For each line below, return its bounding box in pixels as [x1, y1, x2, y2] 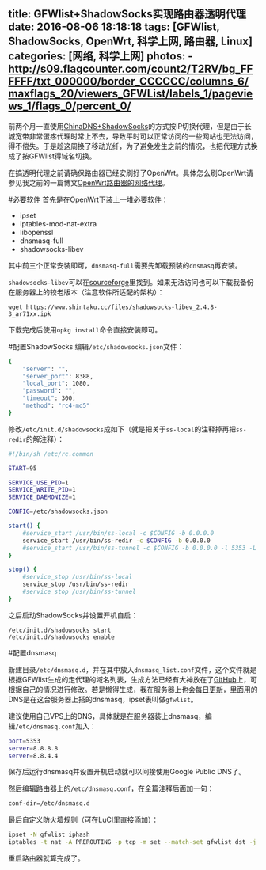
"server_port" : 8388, [22, 372, 93, 380]
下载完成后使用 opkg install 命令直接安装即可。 [8, 325, 162, 334]
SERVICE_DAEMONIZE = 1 [8, 493, 77, 501]
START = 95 [8, 464, 37, 473]
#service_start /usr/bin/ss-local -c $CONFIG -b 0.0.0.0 [22, 529, 215, 537]
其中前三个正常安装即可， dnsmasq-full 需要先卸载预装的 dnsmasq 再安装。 [8, 260, 243, 270]
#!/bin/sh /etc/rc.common [8, 450, 93, 458]
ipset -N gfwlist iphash [8, 830, 90, 839]
